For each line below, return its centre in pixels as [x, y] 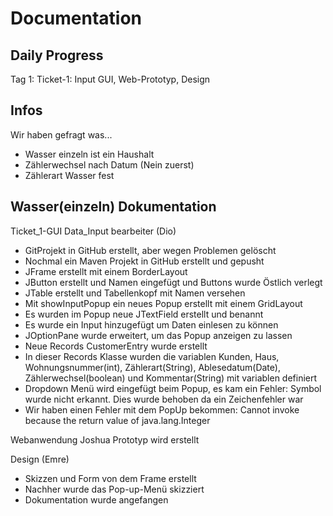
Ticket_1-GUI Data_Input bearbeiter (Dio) [93, 231]
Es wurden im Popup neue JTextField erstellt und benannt [144, 314]
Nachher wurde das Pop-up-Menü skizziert [114, 489]
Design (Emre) [40, 459]
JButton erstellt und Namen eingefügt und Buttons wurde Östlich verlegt [173, 282]
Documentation [76, 18]
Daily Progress [57, 55]
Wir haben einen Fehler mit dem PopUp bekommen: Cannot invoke [162, 409]
